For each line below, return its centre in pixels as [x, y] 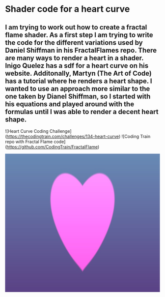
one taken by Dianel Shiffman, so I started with [78, 96]
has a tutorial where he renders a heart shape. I [79, 81]
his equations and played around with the [69, 104]
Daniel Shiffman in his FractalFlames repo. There [81, 50]
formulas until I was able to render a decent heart [82, 112]
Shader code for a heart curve [68, 9]
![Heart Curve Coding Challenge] [39, 131]
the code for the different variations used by [74, 43]
